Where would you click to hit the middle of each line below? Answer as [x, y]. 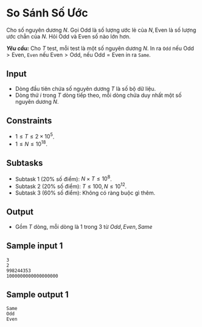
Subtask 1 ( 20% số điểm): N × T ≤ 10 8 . [63, 178]
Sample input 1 [35, 246]
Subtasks [25, 163]
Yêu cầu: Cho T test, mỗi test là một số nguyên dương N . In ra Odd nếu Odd [100, 48]
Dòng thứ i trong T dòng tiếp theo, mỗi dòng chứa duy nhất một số [98, 95]
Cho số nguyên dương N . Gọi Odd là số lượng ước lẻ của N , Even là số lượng [101, 30]
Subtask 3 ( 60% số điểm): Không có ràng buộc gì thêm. [85, 193]
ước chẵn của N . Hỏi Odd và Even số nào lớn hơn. [68, 36]
